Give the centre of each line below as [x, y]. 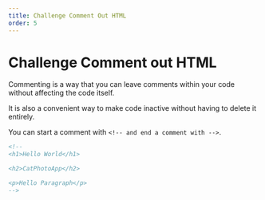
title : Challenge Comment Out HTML [67, 16]
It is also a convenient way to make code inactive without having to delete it [132, 108]
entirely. [22, 117]
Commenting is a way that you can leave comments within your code [122, 84]
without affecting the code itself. [61, 93]
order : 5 [23, 23]
